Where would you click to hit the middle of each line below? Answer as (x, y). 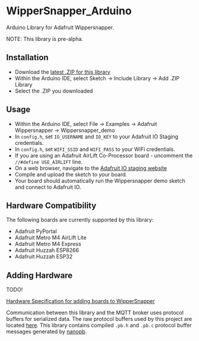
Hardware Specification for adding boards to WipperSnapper (81, 301)
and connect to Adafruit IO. (48, 187)
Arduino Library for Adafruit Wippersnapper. (60, 27)
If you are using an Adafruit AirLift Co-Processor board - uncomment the (104, 155)
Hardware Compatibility (51, 205)
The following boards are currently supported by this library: (80, 220)
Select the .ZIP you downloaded (54, 91)
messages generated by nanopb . (47, 331)
